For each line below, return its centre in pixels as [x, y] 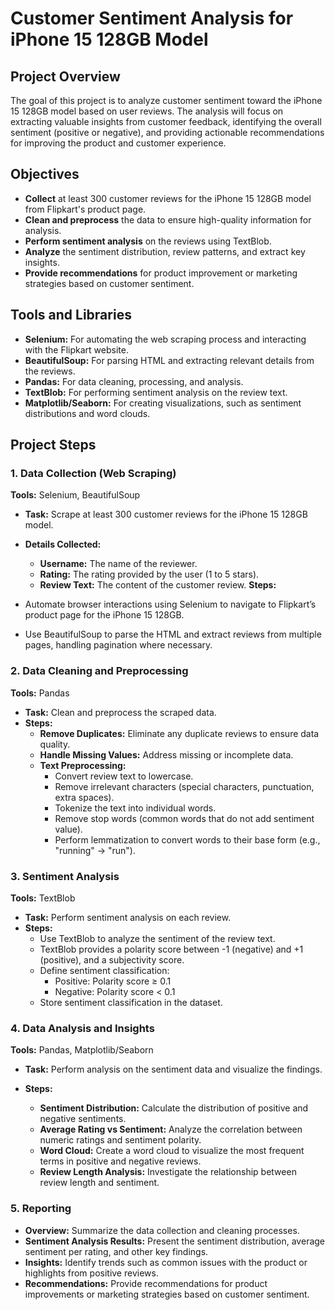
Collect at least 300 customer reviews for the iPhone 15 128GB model [168, 198]
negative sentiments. [83, 1119]
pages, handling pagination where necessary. [118, 645]
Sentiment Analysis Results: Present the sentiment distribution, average [175, 1241]
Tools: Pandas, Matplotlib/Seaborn [82, 1050]
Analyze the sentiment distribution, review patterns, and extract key [165, 251]
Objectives [45, 174]
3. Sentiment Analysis [65, 876]
